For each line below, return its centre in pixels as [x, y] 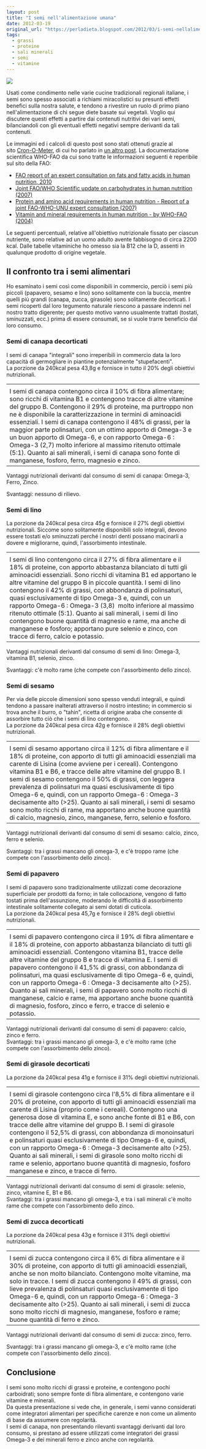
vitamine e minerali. [31, 1400]
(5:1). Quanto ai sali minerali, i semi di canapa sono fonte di [95, 452]
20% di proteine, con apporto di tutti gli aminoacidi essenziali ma [103, 1102]
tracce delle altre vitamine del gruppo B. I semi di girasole [92, 1125]
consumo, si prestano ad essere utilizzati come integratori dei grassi [93, 1433]
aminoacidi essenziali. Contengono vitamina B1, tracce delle [96, 952]
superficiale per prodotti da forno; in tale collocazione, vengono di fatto [97, 893]
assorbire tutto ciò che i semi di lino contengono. [68, 719]
